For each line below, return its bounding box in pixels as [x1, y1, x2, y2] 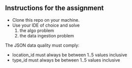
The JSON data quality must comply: [5, 42, 79, 48]
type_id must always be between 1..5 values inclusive [12, 57, 120, 63]
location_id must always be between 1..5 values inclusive [12, 52, 128, 58]
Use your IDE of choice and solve [12, 22, 80, 28]
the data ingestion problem [19, 33, 75, 38]
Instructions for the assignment [5, 4, 104, 12]
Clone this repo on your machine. [12, 17, 80, 23]
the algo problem [19, 27, 54, 34]
